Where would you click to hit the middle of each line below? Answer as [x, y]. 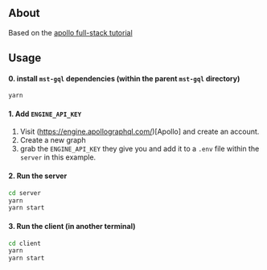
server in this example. [58, 157]
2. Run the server [38, 176]
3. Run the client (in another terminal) [72, 226]
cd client [25, 243]
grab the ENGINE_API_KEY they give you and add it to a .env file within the [140, 149]
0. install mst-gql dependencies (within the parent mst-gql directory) [124, 78]
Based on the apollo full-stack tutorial [70, 32]
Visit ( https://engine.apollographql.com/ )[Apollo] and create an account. [140, 131]
